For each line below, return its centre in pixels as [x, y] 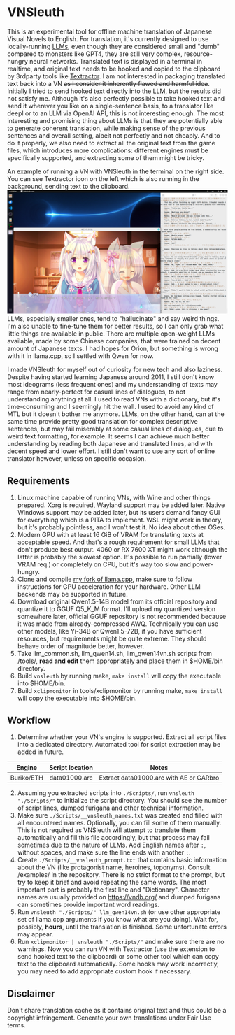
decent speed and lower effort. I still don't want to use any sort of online [111, 451]
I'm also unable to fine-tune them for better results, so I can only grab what [115, 327]
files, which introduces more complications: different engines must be [108, 150]
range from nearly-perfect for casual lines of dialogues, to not [97, 392]
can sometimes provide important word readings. [88, 905]
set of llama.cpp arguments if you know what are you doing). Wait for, [117, 920]
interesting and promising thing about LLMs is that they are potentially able [115, 120]
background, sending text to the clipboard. [69, 186]
